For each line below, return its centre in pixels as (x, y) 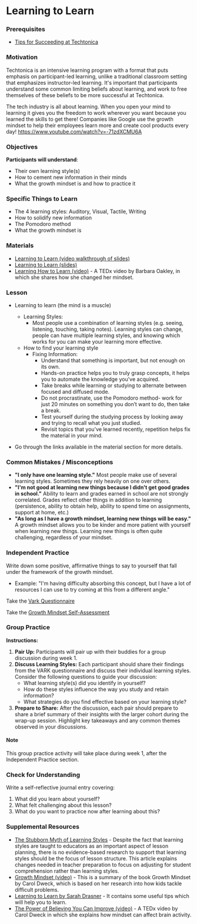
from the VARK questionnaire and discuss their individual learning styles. (103, 670)
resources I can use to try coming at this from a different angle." (92, 589)
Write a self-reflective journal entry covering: (61, 787)
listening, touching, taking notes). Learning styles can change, (108, 329)
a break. (51, 410)
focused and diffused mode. (75, 391)
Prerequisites (26, 29)
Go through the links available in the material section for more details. (99, 447)
